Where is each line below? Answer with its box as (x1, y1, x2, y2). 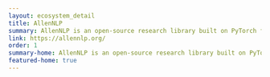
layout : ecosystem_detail (8, 11, 95, 20)
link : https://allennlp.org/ (8, 34, 106, 43)
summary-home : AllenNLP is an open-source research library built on (8, 49, 247, 57)
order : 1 (8, 42, 38, 50)
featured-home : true (8, 57, 78, 65)
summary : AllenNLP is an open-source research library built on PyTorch (8, 26, 257, 34)
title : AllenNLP (8, 19, 63, 27)
